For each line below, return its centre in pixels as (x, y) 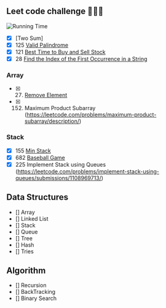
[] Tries (24, 251)
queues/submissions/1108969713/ (58, 178)
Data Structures (38, 197)
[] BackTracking (35, 292)
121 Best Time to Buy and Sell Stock (60, 52)
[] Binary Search (36, 298)
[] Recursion (31, 285)
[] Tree (24, 238)
